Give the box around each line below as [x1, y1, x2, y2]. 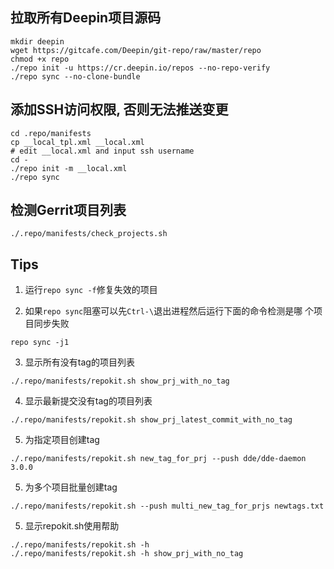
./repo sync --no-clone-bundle [10, 71, 141, 82]
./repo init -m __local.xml [10, 163, 128, 173]
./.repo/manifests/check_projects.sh [10, 229, 168, 239]
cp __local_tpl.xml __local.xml [10, 137, 145, 147]
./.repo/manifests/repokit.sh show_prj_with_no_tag [10, 376, 230, 387]
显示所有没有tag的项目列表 [24, 356, 135, 368]
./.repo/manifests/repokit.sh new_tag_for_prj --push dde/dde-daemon [10, 454, 307, 464]
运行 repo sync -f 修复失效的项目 [24, 284, 158, 296]
